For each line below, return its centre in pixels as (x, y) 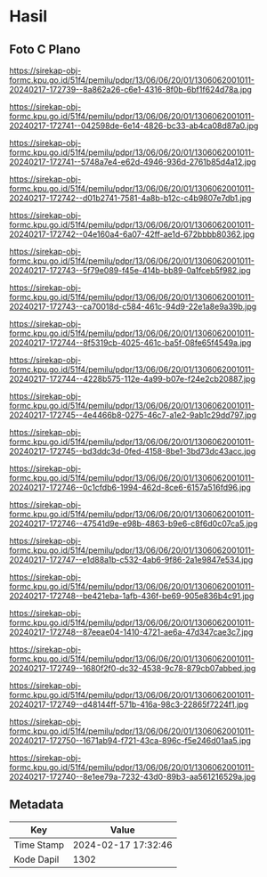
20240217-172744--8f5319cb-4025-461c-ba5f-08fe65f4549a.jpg (130, 343)
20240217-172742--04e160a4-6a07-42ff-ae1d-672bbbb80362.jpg (132, 234)
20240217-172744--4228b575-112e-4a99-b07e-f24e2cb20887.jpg (133, 379)
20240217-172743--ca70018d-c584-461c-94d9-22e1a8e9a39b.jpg (133, 306)
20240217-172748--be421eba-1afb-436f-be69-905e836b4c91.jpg (132, 596)
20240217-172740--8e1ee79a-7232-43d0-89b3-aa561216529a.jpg (133, 777)
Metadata (36, 804)
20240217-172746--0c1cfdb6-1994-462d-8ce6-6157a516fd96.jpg (130, 487)
